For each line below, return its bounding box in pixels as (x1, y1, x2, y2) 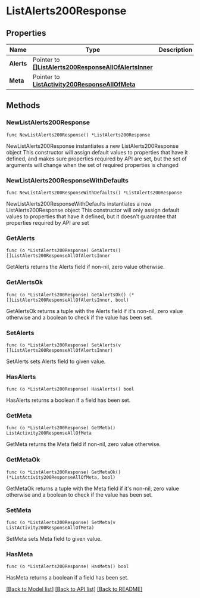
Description (158, 46, 193, 54)
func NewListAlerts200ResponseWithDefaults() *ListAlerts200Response (6, 190, 183, 196)
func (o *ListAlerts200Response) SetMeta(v (6, 520, 116, 526)
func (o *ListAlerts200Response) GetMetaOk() (6, 469, 121, 475)
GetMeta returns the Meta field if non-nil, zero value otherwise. (6, 441, 161, 448)
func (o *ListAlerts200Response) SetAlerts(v (6, 342, 121, 348)
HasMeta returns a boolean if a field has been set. (6, 574, 129, 581)
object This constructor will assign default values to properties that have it (6, 148, 188, 156)
